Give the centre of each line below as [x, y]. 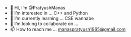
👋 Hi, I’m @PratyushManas [38, 8]
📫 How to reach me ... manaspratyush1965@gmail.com [68, 29]
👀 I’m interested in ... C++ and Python [49, 13]
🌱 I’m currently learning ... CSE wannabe [52, 18]
